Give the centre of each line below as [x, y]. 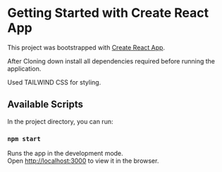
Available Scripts [45, 105]
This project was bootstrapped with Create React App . [86, 47]
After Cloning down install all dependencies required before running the [111, 61]
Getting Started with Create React [108, 13]
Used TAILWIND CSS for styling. [54, 82]
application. [24, 68]
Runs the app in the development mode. [65, 154]
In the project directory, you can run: [60, 121]
